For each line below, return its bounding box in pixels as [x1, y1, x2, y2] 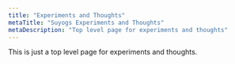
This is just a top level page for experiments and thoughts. [8, 48, 198, 57]
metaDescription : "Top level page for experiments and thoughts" [8, 26, 228, 34]
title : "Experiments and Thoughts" [8, 11, 126, 20]
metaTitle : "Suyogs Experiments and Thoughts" [8, 19, 165, 27]
